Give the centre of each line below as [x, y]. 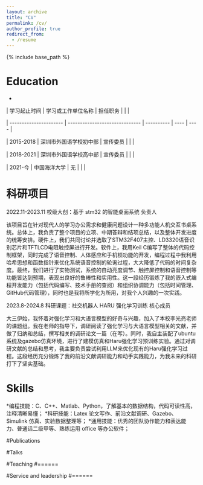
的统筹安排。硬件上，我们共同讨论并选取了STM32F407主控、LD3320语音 [98, 240]
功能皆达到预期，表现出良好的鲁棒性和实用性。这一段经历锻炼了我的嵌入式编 [101, 277]
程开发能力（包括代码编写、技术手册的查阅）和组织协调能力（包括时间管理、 [101, 285]
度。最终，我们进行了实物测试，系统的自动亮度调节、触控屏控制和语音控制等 [101, 270]
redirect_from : [25, 34]
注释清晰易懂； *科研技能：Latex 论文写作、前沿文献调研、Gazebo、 [92, 413]
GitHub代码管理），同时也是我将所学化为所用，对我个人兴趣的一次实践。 [96, 292]
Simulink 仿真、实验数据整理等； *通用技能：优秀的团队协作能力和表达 [94, 421]
